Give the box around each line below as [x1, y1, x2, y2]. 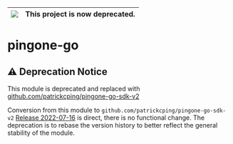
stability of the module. [7, 128, 75, 137]
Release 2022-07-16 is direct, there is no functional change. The [15, 113, 205, 122]
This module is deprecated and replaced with [7, 85, 140, 93]
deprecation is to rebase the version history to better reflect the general [7, 121, 218, 129]
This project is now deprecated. [25, 9, 135, 19]
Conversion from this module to [7, 106, 100, 114]
